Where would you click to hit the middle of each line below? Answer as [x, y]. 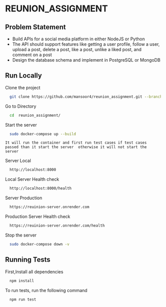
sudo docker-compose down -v [40, 244]
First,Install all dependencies [34, 272]
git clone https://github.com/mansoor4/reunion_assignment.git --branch [86, 97]
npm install [22, 281]
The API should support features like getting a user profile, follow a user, [86, 44]
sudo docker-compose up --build [43, 134]
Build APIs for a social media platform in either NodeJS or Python [78, 39]
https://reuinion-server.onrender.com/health [57, 226]
